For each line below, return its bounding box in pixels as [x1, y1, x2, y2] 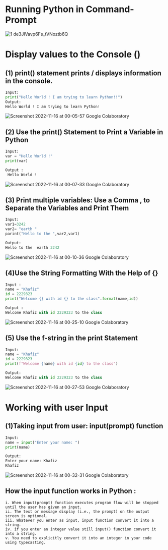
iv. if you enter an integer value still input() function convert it [5, 526, 156, 532]
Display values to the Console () [5, 49, 141, 60]
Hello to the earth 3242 [5, 245, 59, 250]
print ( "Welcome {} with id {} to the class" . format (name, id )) [5, 296, 138, 301]
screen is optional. [5, 513, 49, 518]
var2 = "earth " [5, 227, 37, 232]
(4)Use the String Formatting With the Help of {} [5, 269, 158, 278]
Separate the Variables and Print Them [5, 204, 129, 212]
